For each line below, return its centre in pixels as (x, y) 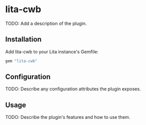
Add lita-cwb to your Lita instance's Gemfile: (52, 51)
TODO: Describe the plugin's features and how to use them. (68, 117)
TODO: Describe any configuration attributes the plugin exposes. (73, 89)
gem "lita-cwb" (21, 61)
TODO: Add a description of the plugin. (46, 23)
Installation (23, 39)
